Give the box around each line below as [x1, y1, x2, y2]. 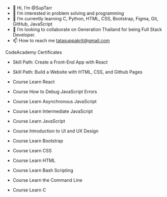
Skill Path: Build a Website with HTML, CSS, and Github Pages [12, 69, 143, 75]
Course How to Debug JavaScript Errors [12, 89, 97, 94]
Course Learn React [12, 79, 55, 85]
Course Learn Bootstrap [12, 138, 64, 144]
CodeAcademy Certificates [5, 49, 62, 55]
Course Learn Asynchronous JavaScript [12, 98, 97, 104]
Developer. [12, 32, 36, 38]
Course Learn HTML [12, 157, 56, 163]
